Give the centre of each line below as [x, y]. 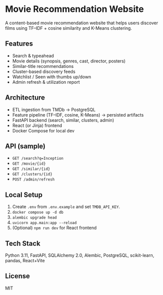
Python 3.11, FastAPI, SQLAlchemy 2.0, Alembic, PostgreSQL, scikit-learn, [80, 255]
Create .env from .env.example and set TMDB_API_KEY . [66, 207]
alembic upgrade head [34, 218]
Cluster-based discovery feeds [44, 71]
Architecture [25, 98]
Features [19, 44]
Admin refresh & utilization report [46, 82]
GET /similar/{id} [31, 169]
